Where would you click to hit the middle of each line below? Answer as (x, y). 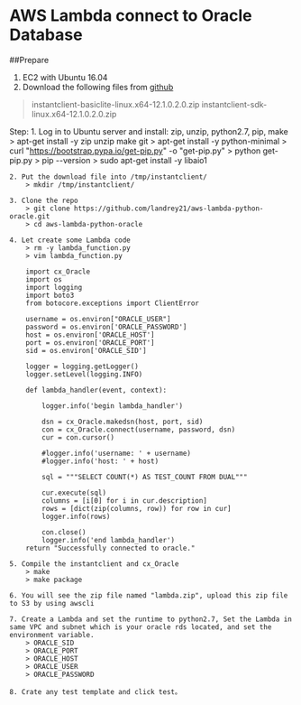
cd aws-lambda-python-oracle (88, 224)
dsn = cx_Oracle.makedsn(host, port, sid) (123, 422)
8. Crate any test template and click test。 (96, 691)
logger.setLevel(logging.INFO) (84, 374)
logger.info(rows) (76, 516)
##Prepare (29, 60)
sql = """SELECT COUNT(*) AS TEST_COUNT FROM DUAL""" (145, 477)
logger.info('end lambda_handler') (109, 540)
